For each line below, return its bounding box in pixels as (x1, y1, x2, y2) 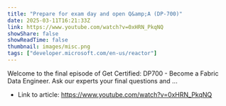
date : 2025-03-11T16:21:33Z (7, 17, 91, 24)
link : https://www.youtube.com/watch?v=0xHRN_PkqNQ (7, 23, 163, 30)
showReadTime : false (7, 37, 69, 44)
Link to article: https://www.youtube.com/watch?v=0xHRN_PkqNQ (17, 90, 212, 99)
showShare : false (7, 30, 59, 37)
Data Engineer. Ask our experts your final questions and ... (7, 76, 178, 85)
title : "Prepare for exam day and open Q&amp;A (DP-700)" (7, 10, 183, 18)
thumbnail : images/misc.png (7, 43, 91, 50)
